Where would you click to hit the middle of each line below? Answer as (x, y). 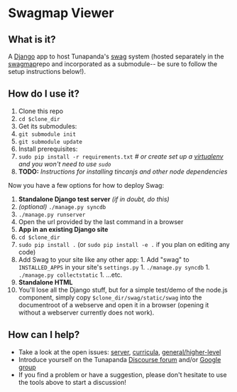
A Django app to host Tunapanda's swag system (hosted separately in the (116, 56)
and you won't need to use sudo (65, 164)
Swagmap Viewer (61, 13)
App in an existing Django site (63, 229)
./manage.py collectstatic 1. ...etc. (70, 275)
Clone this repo (40, 111)
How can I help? (44, 335)
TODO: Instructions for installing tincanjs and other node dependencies (123, 171)
